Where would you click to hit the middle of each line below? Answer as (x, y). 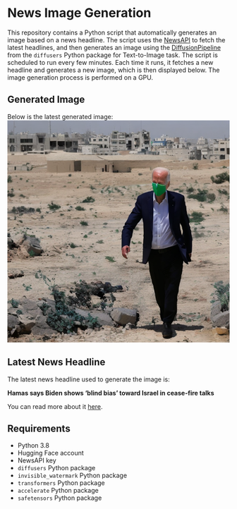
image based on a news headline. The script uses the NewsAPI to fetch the (116, 39)
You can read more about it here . (55, 406)
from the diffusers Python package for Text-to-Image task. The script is (113, 55)
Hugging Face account (51, 453)
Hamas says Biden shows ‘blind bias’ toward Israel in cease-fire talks (111, 393)
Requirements (39, 428)
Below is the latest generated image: (60, 116)
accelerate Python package (58, 491)
